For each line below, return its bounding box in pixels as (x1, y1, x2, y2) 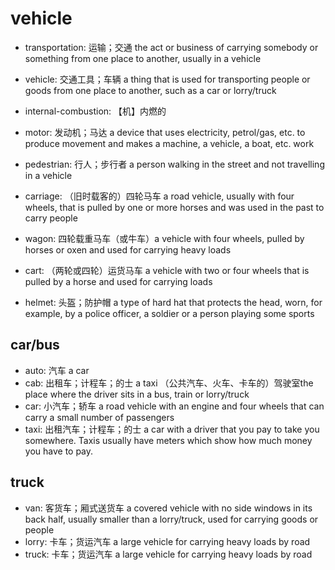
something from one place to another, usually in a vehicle (24, 52, 262, 64)
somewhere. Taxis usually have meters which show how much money (24, 434, 313, 446)
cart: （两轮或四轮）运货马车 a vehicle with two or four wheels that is (24, 264, 310, 276)
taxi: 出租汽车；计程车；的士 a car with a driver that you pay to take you (24, 423, 320, 435)
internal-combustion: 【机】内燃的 (24, 105, 167, 117)
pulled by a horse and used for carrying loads (24, 275, 213, 287)
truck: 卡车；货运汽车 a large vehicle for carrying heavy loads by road (24, 548, 313, 560)
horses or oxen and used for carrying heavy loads (24, 243, 232, 256)
